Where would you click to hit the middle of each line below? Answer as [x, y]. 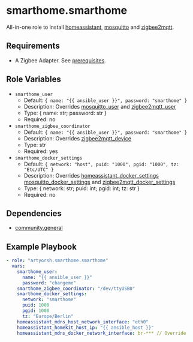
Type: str [35, 145]
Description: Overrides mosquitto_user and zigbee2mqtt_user [100, 106]
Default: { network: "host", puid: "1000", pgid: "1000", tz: [102, 164]
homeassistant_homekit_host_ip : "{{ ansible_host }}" [85, 328]
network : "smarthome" [49, 300]
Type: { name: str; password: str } [65, 113]
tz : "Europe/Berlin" [48, 316]
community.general [39, 228]
